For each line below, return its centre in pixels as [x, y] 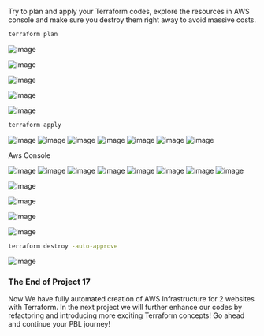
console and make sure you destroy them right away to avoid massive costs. [132, 20]
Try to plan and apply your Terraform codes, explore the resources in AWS [129, 11]
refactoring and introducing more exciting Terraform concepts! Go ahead [126, 315]
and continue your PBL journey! [59, 323]
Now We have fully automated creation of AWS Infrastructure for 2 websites [131, 298]
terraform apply [35, 125]
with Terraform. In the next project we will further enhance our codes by [125, 307]
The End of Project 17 [49, 282]
